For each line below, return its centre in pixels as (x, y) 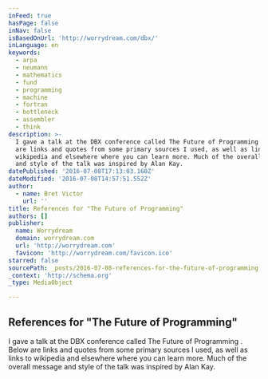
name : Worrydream (44, 231)
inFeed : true (30, 16)
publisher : (26, 223)
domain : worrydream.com (55, 239)
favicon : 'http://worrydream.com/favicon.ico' (94, 253)
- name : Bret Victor (49, 193)
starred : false (33, 260)
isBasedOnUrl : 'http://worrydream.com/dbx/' (83, 38)
